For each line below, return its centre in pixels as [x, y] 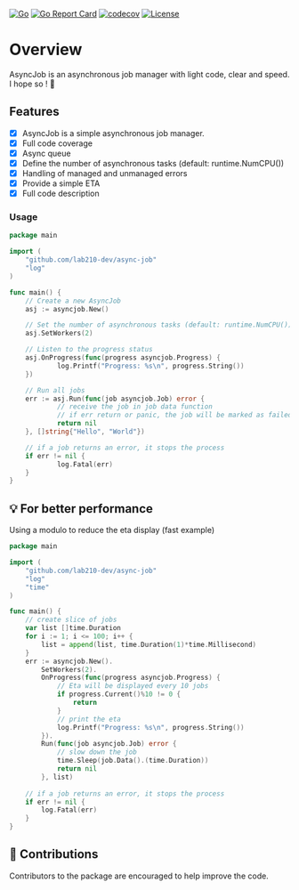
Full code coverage [57, 143]
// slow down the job [97, 752]
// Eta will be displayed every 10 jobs [133, 686]
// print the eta [89, 719]
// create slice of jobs [71, 620]
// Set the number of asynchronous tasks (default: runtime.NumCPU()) [159, 325]
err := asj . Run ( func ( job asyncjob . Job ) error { [115, 399]
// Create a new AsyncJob [73, 301]
